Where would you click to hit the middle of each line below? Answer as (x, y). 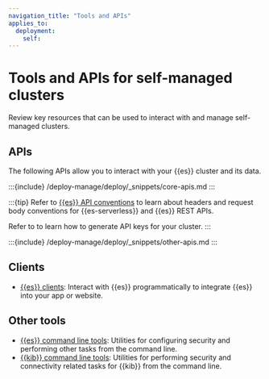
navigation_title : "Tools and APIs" (70, 16)
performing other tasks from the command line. (99, 348)
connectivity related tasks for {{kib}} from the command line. (121, 366)
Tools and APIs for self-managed (120, 78)
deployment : (36, 31)
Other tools (37, 321)
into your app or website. (61, 295)
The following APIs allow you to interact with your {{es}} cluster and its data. (135, 171)
